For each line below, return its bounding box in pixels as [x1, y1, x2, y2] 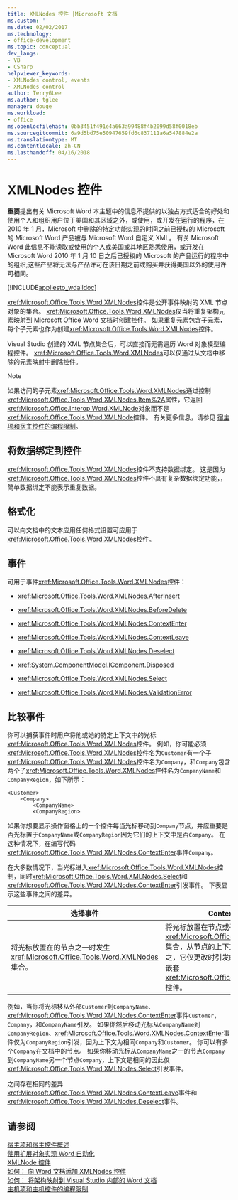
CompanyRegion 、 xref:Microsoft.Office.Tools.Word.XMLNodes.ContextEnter [7, 1029, 225, 1038]
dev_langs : [7, 50, 40, 58]
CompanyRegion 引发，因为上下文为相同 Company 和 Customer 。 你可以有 [25, 1038, 222, 1046]
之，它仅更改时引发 [165, 953, 229, 963]
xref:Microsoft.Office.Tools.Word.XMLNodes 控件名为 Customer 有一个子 [7, 749, 212, 757]
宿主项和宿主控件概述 [7, 1140, 69, 1149]
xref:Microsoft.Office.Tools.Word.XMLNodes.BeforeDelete [17, 606, 188, 614]
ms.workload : [7, 109, 46, 117]
